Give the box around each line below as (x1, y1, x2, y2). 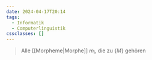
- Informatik (11, 20, 44, 26)
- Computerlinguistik (11, 25, 66, 31)
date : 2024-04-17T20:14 (6, 8, 66, 15)
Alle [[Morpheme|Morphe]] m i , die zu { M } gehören (20, 47, 146, 55)
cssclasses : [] (6, 31, 44, 37)
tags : (6, 14, 20, 20)
